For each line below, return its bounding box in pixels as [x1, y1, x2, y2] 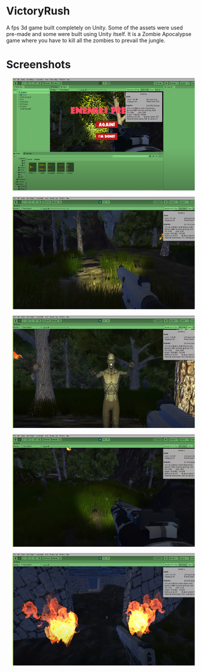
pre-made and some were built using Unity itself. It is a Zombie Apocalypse [6, 30, 191, 37]
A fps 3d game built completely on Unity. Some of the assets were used [6, 24, 184, 31]
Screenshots [6, 58, 71, 71]
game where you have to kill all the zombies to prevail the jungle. [6, 37, 166, 44]
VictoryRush [6, 4, 70, 18]
